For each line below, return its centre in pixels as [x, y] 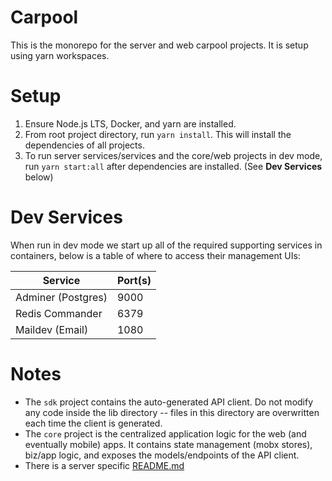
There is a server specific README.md [104, 465]
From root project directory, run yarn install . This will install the [158, 134]
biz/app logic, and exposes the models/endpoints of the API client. [162, 455]
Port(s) [134, 280]
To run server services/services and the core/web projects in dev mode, [173, 155]
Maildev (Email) [52, 329]
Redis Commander [59, 313]
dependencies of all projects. [84, 145]
